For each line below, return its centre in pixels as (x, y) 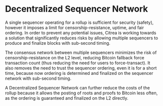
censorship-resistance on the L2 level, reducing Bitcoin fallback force (75, 57)
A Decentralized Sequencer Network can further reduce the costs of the (77, 88)
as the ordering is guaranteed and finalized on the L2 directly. (67, 98)
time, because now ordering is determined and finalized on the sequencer (79, 73)
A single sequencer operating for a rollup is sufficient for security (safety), (79, 22)
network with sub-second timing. (38, 78)
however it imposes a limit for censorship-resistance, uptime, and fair (75, 27)
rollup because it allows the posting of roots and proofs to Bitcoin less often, (81, 93)
